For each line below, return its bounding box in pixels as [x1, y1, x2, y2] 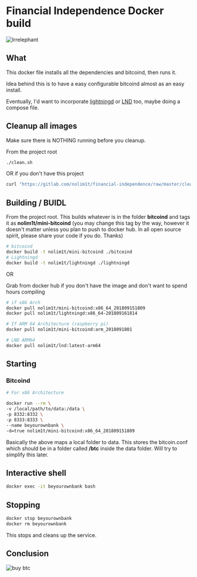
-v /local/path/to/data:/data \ [6, 406, 85, 412]
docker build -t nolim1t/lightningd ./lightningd [6, 260, 130, 266]
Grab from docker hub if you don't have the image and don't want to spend [6, 282, 188, 289]
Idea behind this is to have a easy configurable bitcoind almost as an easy [6, 80, 185, 87]
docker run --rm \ [6, 401, 51, 406]
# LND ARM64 [6, 337, 35, 343]
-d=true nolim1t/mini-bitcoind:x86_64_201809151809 [6, 428, 135, 433]
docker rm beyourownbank [6, 521, 67, 527]
